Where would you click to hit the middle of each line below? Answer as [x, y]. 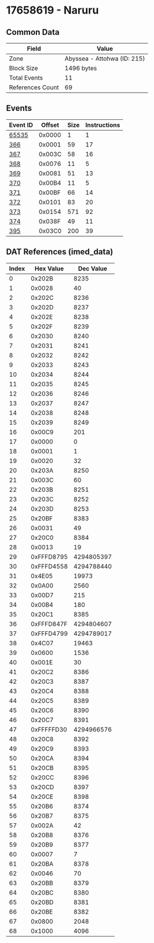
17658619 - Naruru [52, 10]
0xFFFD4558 [49, 566]
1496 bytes [81, 68]
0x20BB [42, 883]
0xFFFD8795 [49, 557]
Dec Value [93, 268]
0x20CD [43, 787]
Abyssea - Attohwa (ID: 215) [105, 58]
